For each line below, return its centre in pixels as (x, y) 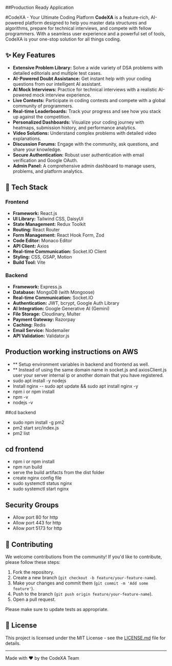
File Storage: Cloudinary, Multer (47, 314)
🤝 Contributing (29, 544)
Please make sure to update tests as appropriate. (57, 610)
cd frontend (25, 449)
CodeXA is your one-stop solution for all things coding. (63, 39)
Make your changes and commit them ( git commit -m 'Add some (80, 583)
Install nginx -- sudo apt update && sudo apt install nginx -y (75, 386)
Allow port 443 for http (37, 523)
